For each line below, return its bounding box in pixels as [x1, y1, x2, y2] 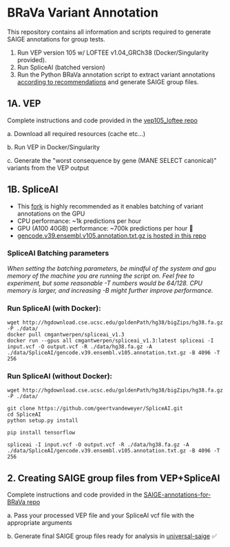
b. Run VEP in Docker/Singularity [7, 143, 100, 151]
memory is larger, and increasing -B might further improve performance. [7, 286, 213, 294]
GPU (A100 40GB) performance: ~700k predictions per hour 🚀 [17, 224, 194, 232]
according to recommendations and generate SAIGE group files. [17, 77, 199, 86]
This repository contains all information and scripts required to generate [7, 28, 211, 36]
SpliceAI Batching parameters [7, 249, 109, 258]
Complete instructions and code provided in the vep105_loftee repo [7, 116, 198, 124]
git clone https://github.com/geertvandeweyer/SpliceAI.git [7, 405, 184, 412]
